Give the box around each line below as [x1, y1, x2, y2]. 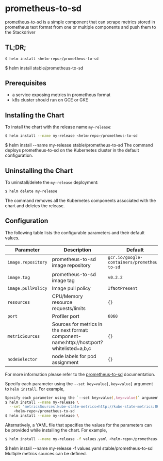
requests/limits [51, 305, 86, 312]
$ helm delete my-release [5, 189, 57, 194]
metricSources [7, 333, 40, 339]
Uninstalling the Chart [5, 166, 73, 175]
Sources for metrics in [51, 321, 103, 328]
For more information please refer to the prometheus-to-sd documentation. [5, 371, 155, 377]
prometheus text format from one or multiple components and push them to [5, 24, 156, 30]
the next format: [51, 327, 89, 333]
